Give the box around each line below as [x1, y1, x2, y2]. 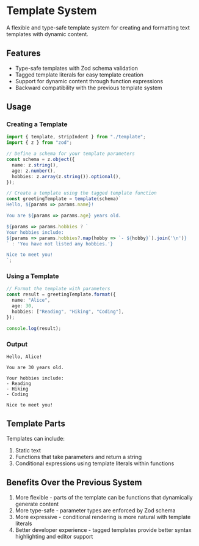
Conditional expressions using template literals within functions [15, 460, 175, 467]
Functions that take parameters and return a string [15, 453, 142, 460]
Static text [15, 446, 41, 454]
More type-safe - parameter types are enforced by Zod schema [15, 506, 176, 514]
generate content [15, 500, 59, 507]
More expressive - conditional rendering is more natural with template [15, 513, 191, 520]
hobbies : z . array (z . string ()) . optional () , [12, 173, 121, 179]
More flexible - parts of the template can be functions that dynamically [15, 493, 194, 501]
